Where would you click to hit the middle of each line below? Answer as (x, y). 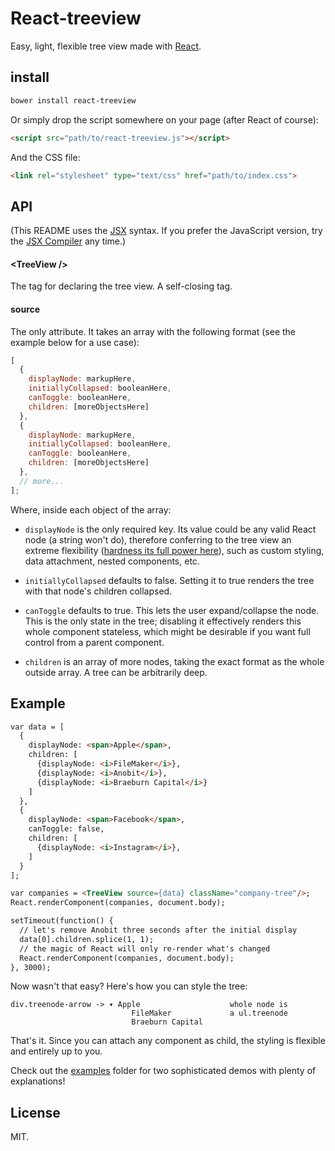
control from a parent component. (94, 642)
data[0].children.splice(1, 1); (87, 939)
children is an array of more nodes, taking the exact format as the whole (174, 661)
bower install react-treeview (73, 100)
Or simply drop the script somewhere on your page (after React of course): (164, 119)
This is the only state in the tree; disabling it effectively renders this (163, 621)
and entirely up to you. (56, 1051)
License (35, 1112)
